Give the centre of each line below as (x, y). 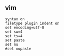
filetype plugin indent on (32, 23)
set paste (15, 40)
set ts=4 (14, 36)
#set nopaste (18, 49)
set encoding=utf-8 (25, 28)
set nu (12, 44)
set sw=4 (14, 32)
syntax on (15, 19)
